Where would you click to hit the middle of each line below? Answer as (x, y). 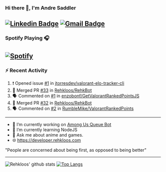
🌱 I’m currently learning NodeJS (45, 130)
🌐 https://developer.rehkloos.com (47, 140)
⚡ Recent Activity (26, 70)
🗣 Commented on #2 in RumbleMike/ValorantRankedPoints (73, 108)
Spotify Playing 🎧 (27, 38)
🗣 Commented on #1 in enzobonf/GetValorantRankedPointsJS (76, 96)
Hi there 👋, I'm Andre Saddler (41, 8)
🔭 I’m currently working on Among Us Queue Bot (62, 124)
